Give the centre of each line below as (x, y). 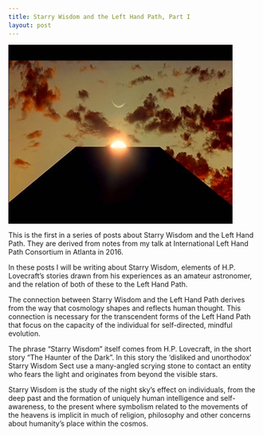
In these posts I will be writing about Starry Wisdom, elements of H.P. (122, 267)
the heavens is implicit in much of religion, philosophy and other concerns (130, 415)
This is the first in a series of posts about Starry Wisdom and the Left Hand (131, 235)
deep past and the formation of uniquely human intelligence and (114, 398)
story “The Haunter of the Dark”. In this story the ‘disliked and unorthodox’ (130, 357)
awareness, (27, 407)
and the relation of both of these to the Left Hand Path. (98, 284)
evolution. (25, 333)
